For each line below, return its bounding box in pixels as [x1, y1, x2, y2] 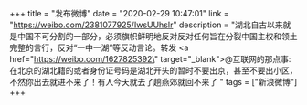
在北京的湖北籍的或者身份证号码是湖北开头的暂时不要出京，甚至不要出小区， [9, 65, 298, 76]
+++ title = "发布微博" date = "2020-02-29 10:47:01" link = [9, 8, 230, 18]
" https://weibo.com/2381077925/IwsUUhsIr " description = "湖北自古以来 [9, 19, 283, 30]
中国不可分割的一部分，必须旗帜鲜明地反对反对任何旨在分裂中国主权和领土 [16, 31, 298, 41]
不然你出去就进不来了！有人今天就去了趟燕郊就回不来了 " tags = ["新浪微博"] [9, 77, 298, 87]
